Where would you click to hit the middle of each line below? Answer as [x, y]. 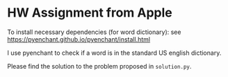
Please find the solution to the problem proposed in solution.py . [99, 66]
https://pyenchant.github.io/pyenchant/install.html [79, 39]
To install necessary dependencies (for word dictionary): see [94, 32]
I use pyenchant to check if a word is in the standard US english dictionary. [114, 53]
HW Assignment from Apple [90, 13]
